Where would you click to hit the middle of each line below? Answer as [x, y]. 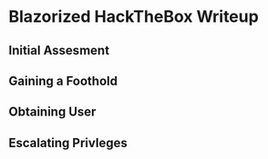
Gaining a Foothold [63, 80]
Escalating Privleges [68, 143]
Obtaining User [52, 112]
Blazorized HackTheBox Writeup [134, 17]
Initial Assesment [59, 50]
